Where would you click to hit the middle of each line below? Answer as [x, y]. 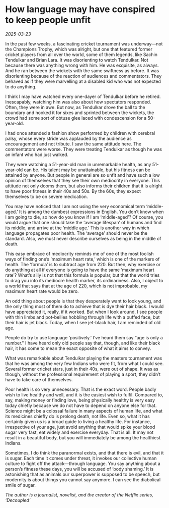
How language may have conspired [80, 9]
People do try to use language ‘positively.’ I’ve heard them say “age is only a [84, 337]
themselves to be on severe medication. [47, 196]
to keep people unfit [48, 20]
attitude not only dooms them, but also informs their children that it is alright [84, 186]
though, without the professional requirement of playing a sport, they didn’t [83, 374]
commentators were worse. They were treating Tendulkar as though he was [84, 149]
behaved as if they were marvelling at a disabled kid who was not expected [83, 81]
